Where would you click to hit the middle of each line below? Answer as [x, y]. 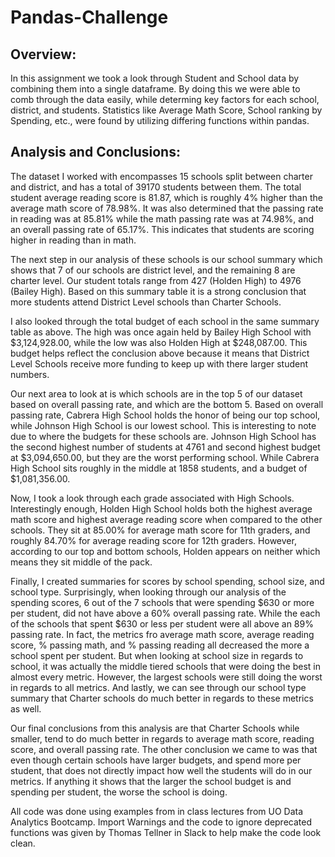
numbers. [30, 374]
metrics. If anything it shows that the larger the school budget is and [151, 781]
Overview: [43, 54]
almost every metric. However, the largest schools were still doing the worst [166, 677]
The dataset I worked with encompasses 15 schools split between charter [161, 176]
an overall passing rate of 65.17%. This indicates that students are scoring [162, 229]
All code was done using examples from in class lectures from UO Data [157, 811]
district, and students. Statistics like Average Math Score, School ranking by [166, 110]
